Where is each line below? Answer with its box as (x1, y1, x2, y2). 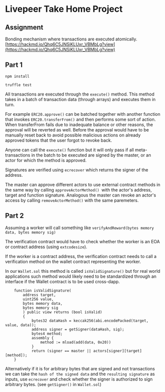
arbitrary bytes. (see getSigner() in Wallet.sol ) (5, 381, 102, 387)
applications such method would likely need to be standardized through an (5, 273, 157, 279)
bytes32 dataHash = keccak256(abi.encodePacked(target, (31, 318, 149, 323)
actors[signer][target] (93, 348, 142, 353)
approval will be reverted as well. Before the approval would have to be (5, 127, 149, 132)
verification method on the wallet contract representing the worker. (5, 259, 141, 264)
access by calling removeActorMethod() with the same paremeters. (5, 197, 139, 203)
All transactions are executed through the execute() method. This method (5, 91, 155, 97)
